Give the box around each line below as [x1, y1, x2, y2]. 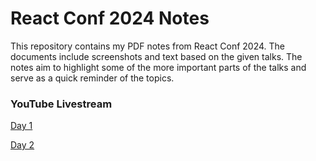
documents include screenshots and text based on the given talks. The [10, 50, 303, 62]
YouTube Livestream [10, 97, 113, 111]
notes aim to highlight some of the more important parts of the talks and [10, 61, 307, 73]
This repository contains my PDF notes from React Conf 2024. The [10, 40, 286, 52]
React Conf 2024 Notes [10, 7, 210, 30]
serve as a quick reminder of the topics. [10, 72, 175, 84]
